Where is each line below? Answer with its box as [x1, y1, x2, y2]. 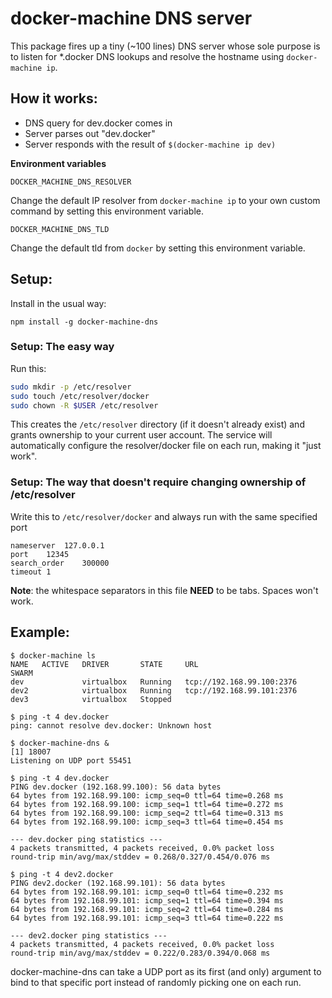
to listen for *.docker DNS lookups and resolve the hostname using [10, 50, 285, 62]
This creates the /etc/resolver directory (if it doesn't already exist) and [10, 418, 305, 431]
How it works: [10, 90, 98, 107]
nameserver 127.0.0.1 [10, 540, 105, 551]
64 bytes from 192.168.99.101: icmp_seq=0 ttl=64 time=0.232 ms [10, 887, 284, 897]
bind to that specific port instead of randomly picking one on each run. [10, 976, 302, 988]
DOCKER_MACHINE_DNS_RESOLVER [10, 177, 132, 187]
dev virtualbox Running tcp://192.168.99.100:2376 [10, 677, 298, 687]
